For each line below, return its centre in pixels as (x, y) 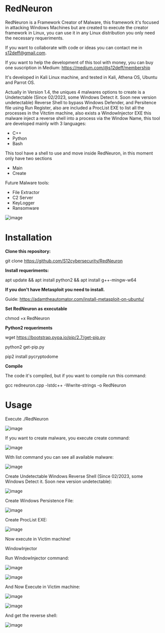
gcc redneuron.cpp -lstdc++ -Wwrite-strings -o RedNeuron (66, 385)
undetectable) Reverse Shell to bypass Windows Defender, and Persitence (81, 102)
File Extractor (26, 192)
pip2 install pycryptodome (32, 356)
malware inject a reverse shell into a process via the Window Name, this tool (83, 118)
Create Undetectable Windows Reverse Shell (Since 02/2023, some (74, 476)
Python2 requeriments (29, 328)
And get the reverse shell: (31, 615)
